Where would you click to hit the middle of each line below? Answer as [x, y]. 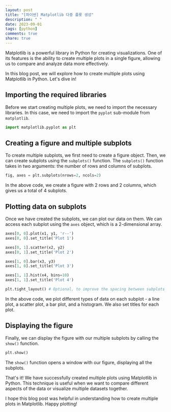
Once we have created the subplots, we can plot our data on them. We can [84, 219]
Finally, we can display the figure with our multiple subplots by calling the [82, 338]
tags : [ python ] [21, 29]
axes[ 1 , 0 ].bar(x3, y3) [31, 261]
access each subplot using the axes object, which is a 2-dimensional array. [84, 224]
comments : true [21, 34]
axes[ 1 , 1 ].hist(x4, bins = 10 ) [37, 275]
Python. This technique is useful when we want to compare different [77, 383]
